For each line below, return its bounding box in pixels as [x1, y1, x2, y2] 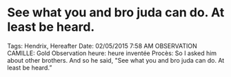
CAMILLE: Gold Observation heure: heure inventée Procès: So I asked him [7, 49, 217, 57]
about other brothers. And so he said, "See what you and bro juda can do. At [7, 56, 225, 64]
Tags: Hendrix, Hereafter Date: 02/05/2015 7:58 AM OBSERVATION [7, 42, 198, 50]
